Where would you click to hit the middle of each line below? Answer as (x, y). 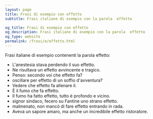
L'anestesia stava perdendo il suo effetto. (54, 65)
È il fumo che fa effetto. (36, 91)
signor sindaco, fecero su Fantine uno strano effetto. (65, 101)
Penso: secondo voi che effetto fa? (47, 75)
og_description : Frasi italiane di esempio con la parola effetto (75, 32)
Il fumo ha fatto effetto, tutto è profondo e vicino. (61, 95)
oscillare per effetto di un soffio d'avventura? (57, 80)
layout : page (18, 10)
